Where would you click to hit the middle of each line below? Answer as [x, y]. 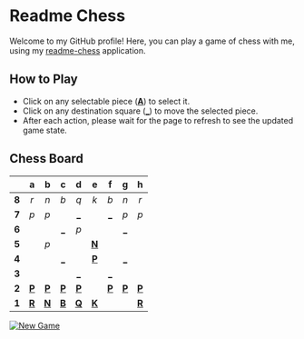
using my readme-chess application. [78, 50]
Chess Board [47, 159]
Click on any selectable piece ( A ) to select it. [106, 101]
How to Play [44, 80]
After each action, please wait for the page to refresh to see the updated [158, 120]
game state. [45, 130]
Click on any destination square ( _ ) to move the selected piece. [140, 111]
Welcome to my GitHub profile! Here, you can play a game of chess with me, [152, 41]
